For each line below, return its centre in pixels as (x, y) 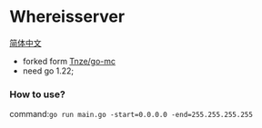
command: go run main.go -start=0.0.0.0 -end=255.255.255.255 (131, 114)
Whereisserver (67, 17)
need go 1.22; (48, 71)
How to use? (37, 94)
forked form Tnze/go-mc (69, 61)
